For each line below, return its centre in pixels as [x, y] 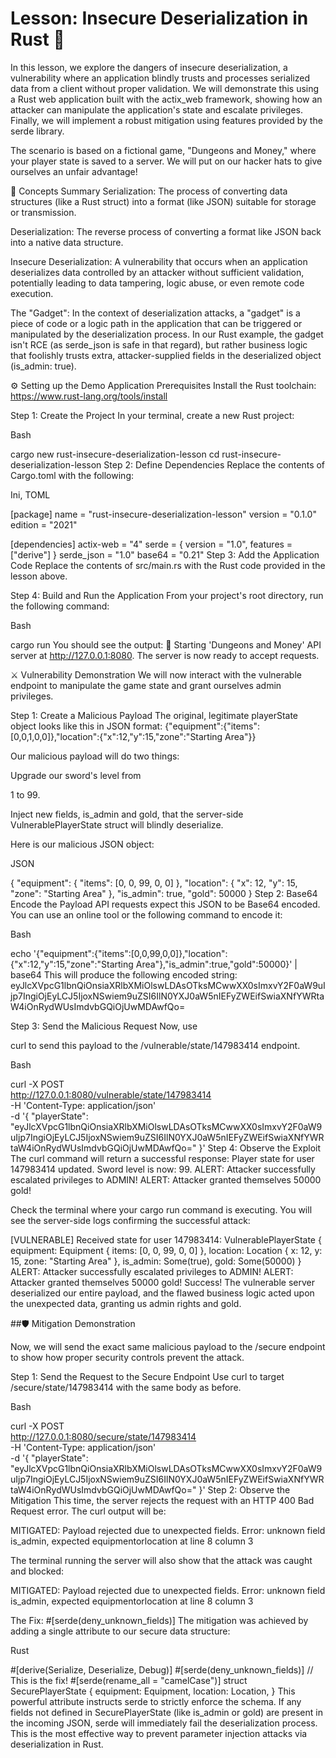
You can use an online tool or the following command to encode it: [146, 914]
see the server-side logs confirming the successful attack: [130, 1220]
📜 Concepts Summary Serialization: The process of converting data [149, 191]
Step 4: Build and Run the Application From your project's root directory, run [167, 595]
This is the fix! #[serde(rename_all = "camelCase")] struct [129, 1680]
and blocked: [37, 1571]
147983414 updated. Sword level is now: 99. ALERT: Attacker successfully [163, 1169]
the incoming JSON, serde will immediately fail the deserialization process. [164, 1723]
